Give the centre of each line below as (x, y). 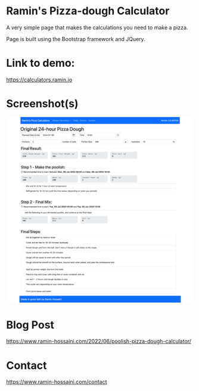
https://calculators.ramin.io (39, 79)
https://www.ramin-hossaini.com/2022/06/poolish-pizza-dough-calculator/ (99, 342)
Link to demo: (41, 63)
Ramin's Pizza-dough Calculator (88, 11)
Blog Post (30, 325)
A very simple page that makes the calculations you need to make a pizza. (97, 27)
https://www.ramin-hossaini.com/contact (57, 382)
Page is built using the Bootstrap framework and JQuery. (76, 39)
